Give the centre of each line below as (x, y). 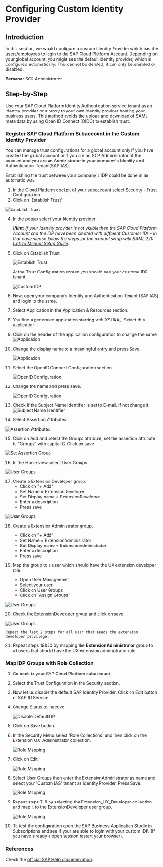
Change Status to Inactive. (39, 707)
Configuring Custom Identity (65, 9)
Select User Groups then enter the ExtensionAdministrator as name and (84, 778)
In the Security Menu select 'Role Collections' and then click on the (80, 735)
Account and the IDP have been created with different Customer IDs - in (85, 233)
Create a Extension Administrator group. (53, 526)
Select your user (36, 585)
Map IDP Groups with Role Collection (49, 663)
